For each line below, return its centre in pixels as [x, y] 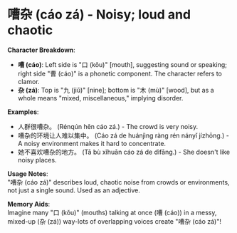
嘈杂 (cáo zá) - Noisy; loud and [99, 15]
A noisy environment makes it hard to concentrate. [91, 143]
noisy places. [37, 160]
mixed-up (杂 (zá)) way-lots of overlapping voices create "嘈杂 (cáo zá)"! [115, 221]
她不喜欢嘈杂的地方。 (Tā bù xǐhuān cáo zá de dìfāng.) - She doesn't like [123, 152]
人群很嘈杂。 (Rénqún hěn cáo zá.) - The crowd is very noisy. [107, 126]
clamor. [29, 81]
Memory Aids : [29, 204]
